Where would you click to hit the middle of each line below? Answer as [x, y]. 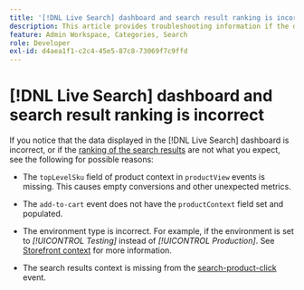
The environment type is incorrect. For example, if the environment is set [158, 231]
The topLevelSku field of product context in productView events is [143, 177]
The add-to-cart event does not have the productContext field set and [153, 204]
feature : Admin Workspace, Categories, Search [99, 34]
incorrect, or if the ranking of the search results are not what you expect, [145, 150]
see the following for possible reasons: [81, 160]
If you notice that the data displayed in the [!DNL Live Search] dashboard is [149, 140]
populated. [43, 214]
